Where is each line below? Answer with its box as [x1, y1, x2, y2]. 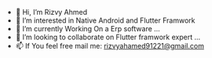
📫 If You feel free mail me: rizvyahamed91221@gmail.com [15, 42, 204, 50]
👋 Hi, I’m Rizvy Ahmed [15, 8, 88, 16]
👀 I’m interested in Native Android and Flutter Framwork [15, 16, 196, 25]
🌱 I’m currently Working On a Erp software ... [15, 24, 161, 33]
